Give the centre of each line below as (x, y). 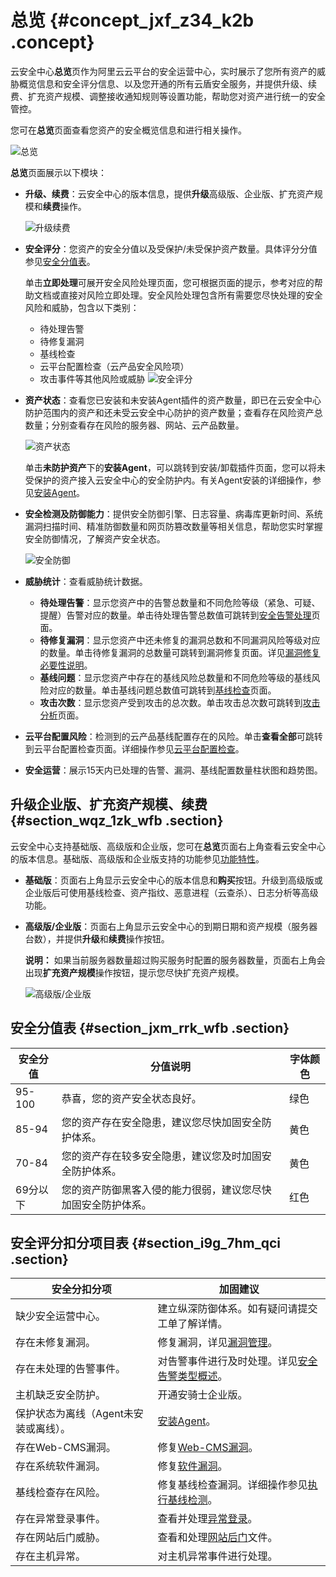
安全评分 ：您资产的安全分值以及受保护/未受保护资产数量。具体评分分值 (171, 248)
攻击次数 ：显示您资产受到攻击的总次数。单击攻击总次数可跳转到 (171, 702)
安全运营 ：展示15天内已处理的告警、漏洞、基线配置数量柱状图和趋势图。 (173, 770)
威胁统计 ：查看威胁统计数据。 (86, 581)
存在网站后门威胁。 (61, 1538)
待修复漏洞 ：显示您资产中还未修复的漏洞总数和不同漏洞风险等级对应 (180, 640)
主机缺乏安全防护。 (61, 1395)
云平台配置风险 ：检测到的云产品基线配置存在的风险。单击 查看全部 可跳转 (173, 736)
